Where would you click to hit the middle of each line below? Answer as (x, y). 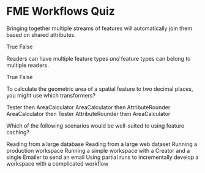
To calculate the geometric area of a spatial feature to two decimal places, (100, 89)
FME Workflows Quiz (61, 11)
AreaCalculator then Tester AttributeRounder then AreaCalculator (88, 113)
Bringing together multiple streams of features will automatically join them (99, 28)
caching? (18, 132)
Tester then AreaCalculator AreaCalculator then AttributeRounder (88, 107)
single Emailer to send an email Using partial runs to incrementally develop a (102, 157)
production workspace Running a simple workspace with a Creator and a (98, 150)
